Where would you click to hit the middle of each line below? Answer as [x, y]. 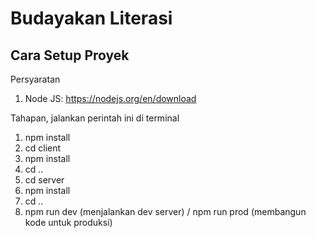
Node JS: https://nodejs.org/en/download [110, 98]
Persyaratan [35, 79]
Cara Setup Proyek [70, 55]
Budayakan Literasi [91, 18]
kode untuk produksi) [68, 222]
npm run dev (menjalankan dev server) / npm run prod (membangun [165, 211]
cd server [44, 180]
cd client [43, 148]
